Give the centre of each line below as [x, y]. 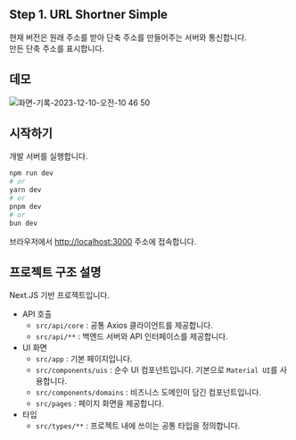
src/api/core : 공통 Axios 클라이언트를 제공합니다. [124, 326]
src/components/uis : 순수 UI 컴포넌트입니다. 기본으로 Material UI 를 [156, 370]
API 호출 [37, 314]
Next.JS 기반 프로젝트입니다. [59, 295]
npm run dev [31, 173]
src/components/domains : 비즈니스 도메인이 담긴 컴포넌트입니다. [148, 393]
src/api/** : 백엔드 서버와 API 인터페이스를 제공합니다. [132, 336]
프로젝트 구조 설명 [55, 272]
